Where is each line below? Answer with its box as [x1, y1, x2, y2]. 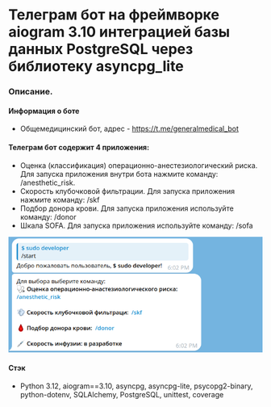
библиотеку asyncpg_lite [8, 57, 184, 76]
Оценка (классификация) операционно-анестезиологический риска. [19, 160, 258, 170]
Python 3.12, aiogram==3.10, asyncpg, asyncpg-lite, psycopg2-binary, [19, 381, 253, 391]
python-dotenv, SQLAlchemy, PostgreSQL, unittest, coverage [19, 389, 224, 399]
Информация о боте [8, 106, 80, 115]
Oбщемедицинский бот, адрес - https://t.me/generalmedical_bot [19, 124, 240, 134]
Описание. [8, 86, 53, 98]
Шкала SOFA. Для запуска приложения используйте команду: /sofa [19, 220, 253, 230]
